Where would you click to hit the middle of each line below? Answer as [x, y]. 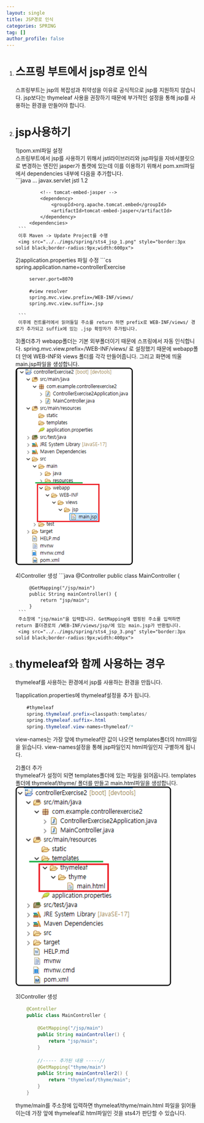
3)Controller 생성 [36, 996]
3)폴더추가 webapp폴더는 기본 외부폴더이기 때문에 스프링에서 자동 [94, 341]
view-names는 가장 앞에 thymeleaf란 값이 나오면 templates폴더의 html [101, 740]
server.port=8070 [51, 279]
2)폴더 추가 [28, 768]
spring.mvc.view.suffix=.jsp [66, 304]
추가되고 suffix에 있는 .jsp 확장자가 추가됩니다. [82, 329]
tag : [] [16, 33]
